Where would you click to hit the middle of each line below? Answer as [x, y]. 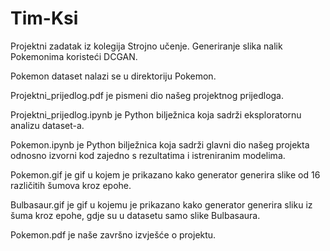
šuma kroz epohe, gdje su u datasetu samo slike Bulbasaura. [135, 215]
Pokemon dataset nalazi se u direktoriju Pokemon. [113, 76]
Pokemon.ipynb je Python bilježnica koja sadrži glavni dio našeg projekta [160, 144]
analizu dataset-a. [47, 125]
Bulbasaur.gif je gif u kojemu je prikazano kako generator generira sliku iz [161, 204]
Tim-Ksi [44, 18]
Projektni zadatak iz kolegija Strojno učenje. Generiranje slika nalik [146, 46]
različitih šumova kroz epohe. [71, 185]
